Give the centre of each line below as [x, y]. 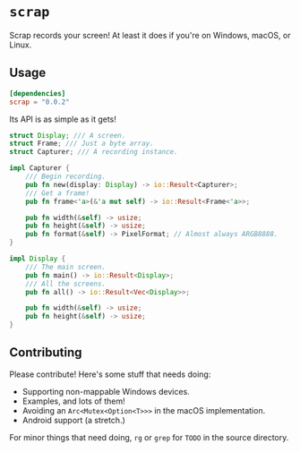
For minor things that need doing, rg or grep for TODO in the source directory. [149, 437]
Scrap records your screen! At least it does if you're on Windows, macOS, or [150, 35]
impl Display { [38, 259]
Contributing [46, 353]
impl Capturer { [39, 168]
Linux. [21, 45]
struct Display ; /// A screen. [68, 135]
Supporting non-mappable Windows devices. [106, 391]
